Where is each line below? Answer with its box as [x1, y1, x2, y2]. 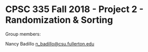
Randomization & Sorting [5, 14, 113, 26]
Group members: [5, 31, 41, 37]
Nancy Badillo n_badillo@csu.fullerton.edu [5, 40, 94, 46]
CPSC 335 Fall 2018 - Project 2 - [5, 4, 144, 15]
